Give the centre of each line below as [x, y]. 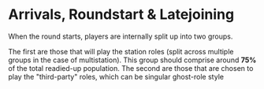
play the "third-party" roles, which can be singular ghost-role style [116, 76]
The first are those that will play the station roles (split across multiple [121, 51]
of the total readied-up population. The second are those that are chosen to [131, 68]
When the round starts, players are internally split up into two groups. [121, 36]
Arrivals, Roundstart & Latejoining [121, 15]
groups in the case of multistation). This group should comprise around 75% [132, 60]
